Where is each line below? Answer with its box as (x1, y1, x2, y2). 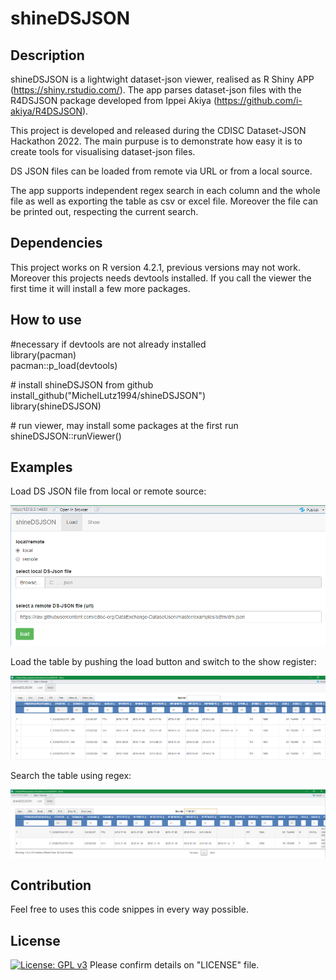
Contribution (10, 877, 92, 894)
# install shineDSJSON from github (10, 378, 154, 391)
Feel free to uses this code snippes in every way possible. (10, 903, 249, 916)
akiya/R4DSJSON (10, 105, 83, 117)
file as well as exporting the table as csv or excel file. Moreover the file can (10, 195, 319, 207)
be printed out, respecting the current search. (10, 206, 199, 217)
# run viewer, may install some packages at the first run (10, 419, 239, 431)
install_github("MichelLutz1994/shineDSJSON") (10, 389, 206, 401)
